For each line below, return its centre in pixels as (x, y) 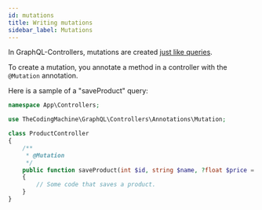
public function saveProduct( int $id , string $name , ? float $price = (138, 170)
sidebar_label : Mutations (50, 30)
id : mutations (31, 15)
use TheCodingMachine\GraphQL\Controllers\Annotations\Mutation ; (117, 119)
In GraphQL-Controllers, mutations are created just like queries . (111, 52)
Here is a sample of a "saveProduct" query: (78, 91)
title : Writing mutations (50, 23)
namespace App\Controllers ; (54, 105)
